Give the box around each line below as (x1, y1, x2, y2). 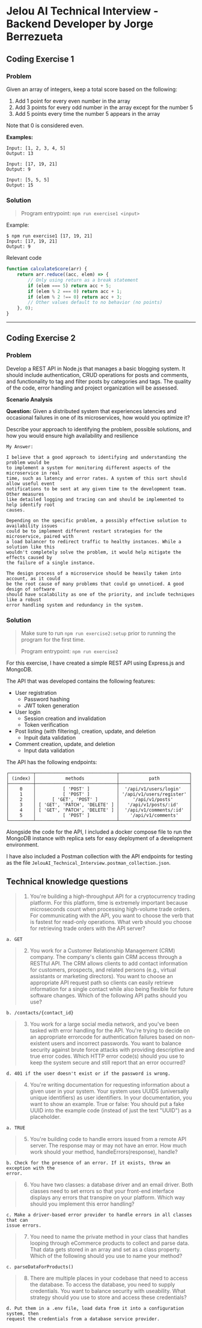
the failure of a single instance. (6, 560, 96, 566)
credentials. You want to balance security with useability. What (29, 1287, 186, 1294)
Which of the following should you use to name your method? (29, 1252, 182, 1259)
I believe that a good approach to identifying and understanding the (6, 454, 187, 460)
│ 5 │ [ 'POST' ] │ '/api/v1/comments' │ (6, 812, 192, 818)
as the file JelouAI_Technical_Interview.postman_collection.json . (6, 859, 171, 867)
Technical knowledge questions (6, 876, 129, 887)
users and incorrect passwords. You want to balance (50, 1039, 182, 1047)
